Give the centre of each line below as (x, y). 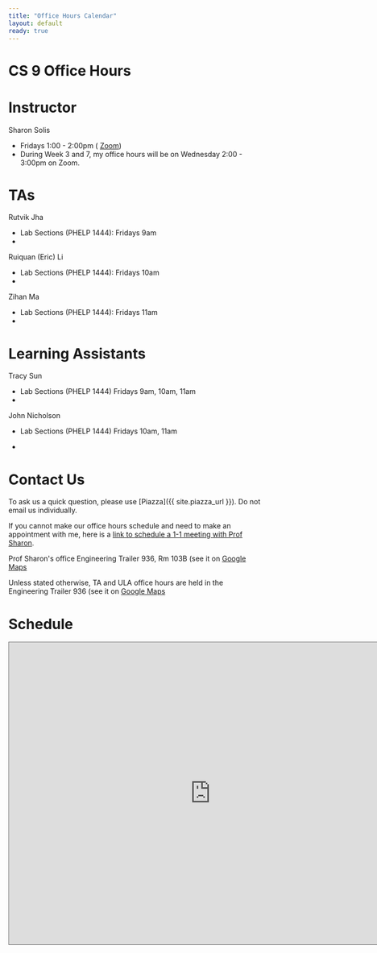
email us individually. (43, 510)
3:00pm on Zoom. (50, 163)
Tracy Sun (25, 376)
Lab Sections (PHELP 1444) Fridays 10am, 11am (98, 431)
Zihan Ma (24, 297)
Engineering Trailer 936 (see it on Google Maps (87, 591)
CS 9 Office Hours (70, 70)
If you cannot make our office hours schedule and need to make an (120, 526)
